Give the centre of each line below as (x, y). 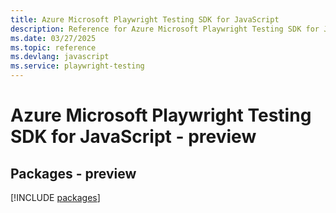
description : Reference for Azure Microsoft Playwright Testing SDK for (165, 29)
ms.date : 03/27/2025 (53, 38)
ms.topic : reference (53, 47)
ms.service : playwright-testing (77, 66)
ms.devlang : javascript (60, 57)
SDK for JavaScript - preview (133, 137)
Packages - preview (73, 173)
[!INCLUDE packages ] (55, 197)
